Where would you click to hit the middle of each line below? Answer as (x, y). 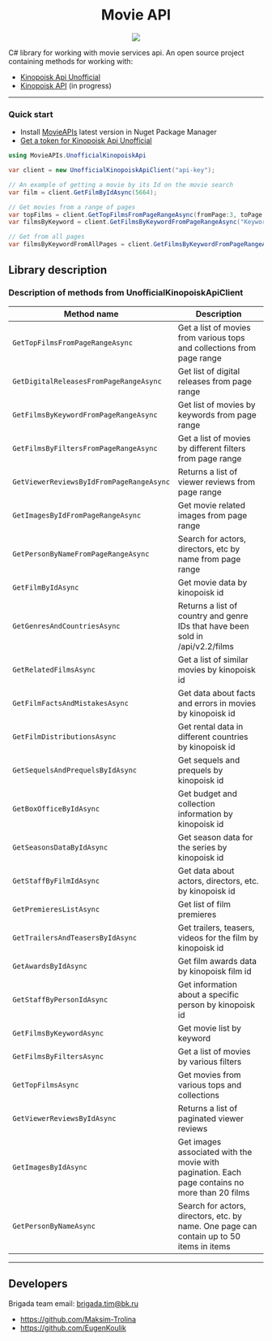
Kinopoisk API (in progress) (66, 85)
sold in (191, 636)
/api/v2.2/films (206, 646)
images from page (212, 515)
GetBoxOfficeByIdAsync (56, 809)
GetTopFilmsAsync (46, 1085)
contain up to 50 (209, 1236)
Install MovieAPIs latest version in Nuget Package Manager (118, 132)
